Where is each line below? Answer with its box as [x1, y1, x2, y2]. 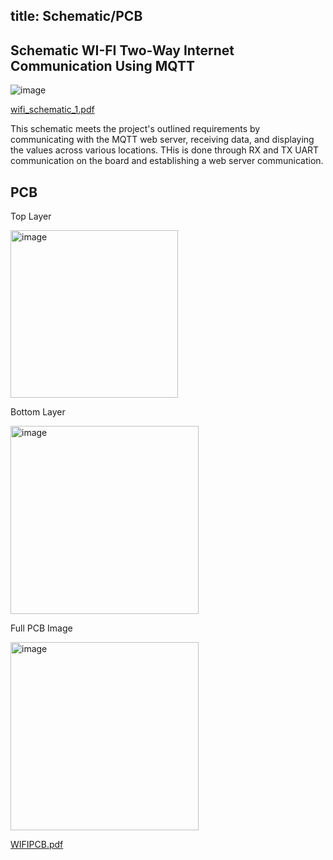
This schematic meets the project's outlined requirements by [10, 123, 261, 135]
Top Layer [10, 210, 52, 223]
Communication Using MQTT [10, 57, 196, 74]
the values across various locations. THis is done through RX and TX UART [10, 144, 320, 156]
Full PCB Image [10, 622, 73, 634]
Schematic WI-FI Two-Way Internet [10, 42, 235, 59]
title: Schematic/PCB [10, 8, 143, 25]
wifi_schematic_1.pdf [10, 104, 95, 116]
